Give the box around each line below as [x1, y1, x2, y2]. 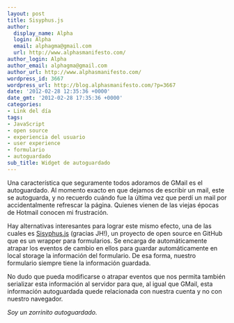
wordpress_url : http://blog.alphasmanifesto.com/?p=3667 [7, 82, 176, 89]
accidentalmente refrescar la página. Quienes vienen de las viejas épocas [7, 200, 219, 209]
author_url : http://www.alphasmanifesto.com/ [7, 68, 141, 75]
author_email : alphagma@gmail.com [7, 62, 108, 69]
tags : [7, 114, 23, 121]
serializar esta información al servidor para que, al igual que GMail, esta [7, 280, 213, 288]
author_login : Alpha [7, 56, 68, 63]
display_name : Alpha [13, 29, 73, 37]
